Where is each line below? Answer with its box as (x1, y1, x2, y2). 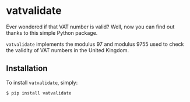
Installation (6, 64, 48, 74)
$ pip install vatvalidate (6, 90, 72, 96)
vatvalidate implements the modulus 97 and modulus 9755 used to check (6, 41, 184, 48)
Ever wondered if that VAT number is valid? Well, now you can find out (6, 23, 175, 30)
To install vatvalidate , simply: (6, 79, 78, 86)
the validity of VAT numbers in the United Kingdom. (6, 46, 129, 53)
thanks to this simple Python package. (6, 29, 98, 36)
